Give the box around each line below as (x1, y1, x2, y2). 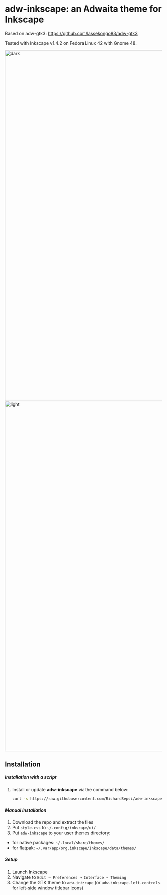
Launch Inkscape (12, 869, 48, 875)
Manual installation (5, 807, 47, 813)
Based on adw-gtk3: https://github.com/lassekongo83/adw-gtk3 (5, 30, 138, 36)
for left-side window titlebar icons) (12, 885, 83, 891)
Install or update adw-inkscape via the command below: (12, 787, 129, 793)
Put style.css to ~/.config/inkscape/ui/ (12, 825, 96, 831)
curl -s (12, 796, 28, 801)
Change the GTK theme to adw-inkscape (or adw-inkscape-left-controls (12, 880, 160, 886)
